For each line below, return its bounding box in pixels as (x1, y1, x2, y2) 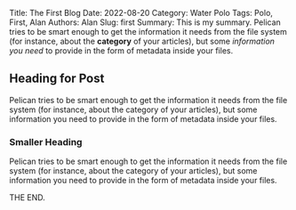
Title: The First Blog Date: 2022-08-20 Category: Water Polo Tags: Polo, (9, 8, 274, 18)
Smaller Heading (9, 135, 83, 148)
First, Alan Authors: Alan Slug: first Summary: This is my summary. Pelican (9, 17, 282, 28)
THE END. (9, 192, 46, 203)
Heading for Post (9, 71, 105, 86)
